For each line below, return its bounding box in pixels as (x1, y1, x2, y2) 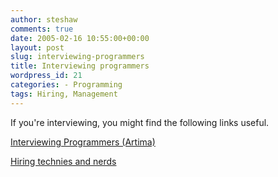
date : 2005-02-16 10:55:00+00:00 (10, 33, 150, 43)
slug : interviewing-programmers (10, 52, 145, 62)
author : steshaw (10, 14, 78, 25)
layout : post (10, 42, 65, 53)
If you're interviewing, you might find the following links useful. (10, 116, 270, 128)
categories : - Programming (10, 80, 123, 90)
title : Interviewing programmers (10, 61, 150, 71)
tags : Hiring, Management (10, 89, 118, 99)
